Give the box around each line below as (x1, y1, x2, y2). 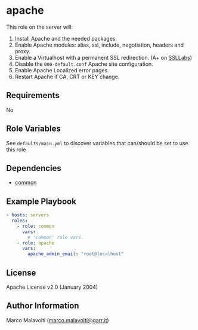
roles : (11, 218, 28, 224)
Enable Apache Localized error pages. (14, 66, 109, 74)
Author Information (6, 301, 79, 311)
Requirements (6, 90, 60, 100)
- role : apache (17, 240, 55, 246)
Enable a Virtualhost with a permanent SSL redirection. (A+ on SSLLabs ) (14, 54, 193, 61)
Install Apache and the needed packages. (14, 35, 117, 42)
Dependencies (6, 163, 61, 173)
